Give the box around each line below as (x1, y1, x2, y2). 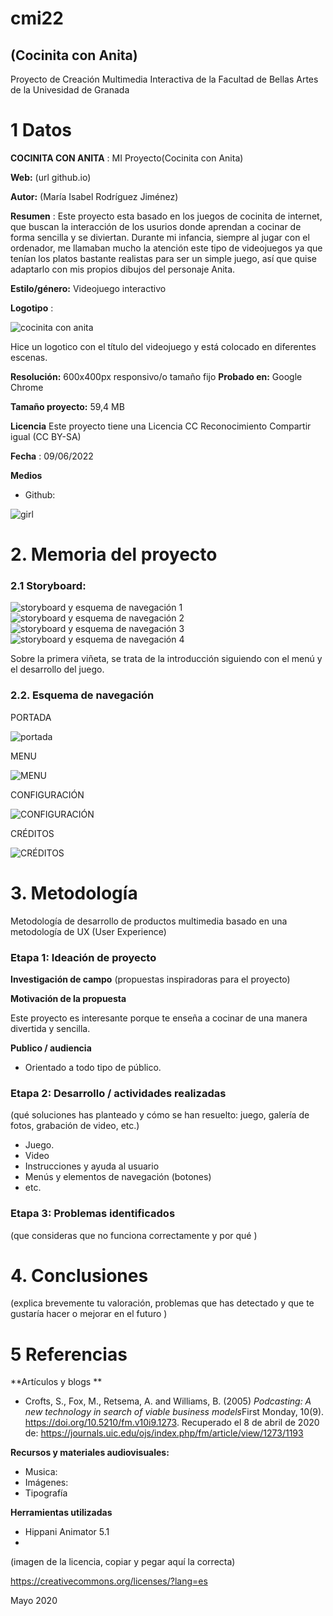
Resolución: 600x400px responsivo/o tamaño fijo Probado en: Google (10, 370, 303, 382)
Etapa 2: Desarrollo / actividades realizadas (10, 1086, 227, 1100)
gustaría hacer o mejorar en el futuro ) (10, 1308, 168, 1320)
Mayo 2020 (10, 1595, 58, 1607)
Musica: (24, 1466, 58, 1478)
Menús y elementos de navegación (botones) (24, 1171, 212, 1183)
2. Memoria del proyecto (10, 543, 218, 566)
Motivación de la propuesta (10, 992, 127, 1004)
